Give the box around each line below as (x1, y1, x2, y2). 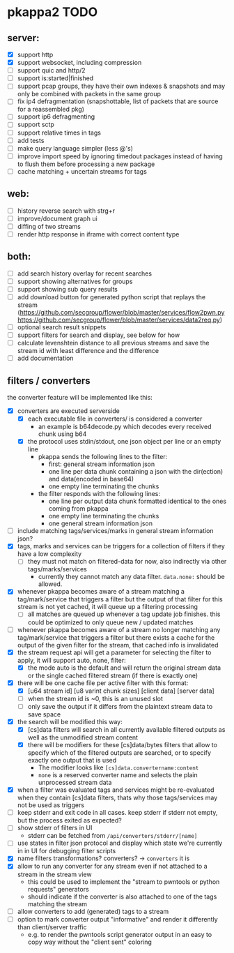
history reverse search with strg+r (17, 207, 115, 215)
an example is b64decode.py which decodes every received (38, 423, 212, 431)
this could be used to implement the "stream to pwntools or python (27, 877, 220, 886)
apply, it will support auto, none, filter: (17, 656, 127, 664)
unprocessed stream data (38, 779, 112, 787)
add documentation (17, 354, 74, 363)
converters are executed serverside (17, 407, 120, 415)
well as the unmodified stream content (27, 733, 138, 742)
